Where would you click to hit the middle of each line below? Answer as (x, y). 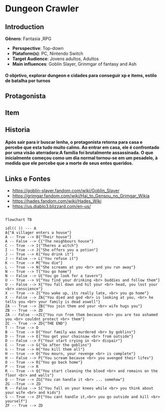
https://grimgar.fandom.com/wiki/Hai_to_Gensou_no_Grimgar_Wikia (81, 196)
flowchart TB (19, 220)
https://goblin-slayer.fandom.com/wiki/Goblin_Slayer (66, 191)
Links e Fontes (28, 179)
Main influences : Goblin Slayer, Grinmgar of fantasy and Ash (74, 64)
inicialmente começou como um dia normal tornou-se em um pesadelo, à (82, 158)
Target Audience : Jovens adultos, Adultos (55, 59)
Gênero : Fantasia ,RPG (28, 39)
